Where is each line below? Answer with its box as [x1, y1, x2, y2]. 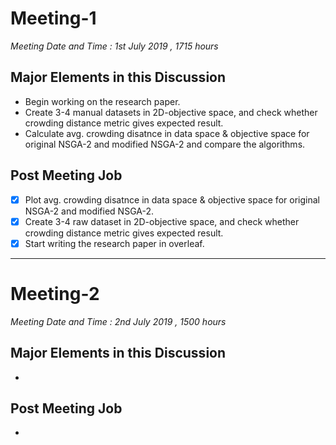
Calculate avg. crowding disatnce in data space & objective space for [24, 127, 310, 139]
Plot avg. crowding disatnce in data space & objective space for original [24, 193, 320, 206]
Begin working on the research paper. [24, 95, 181, 107]
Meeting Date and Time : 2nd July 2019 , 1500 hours [10, 315, 227, 327]
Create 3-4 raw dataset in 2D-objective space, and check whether [24, 215, 300, 227]
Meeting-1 [10, 7, 97, 30]
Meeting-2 [10, 282, 100, 305]
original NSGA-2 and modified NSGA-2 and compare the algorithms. [24, 138, 306, 150]
